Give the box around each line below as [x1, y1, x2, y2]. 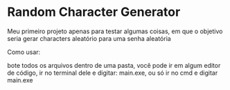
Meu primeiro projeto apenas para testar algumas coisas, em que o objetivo [7, 27, 223, 35]
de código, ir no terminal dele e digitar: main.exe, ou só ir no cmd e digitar [7, 69, 218, 77]
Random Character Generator [7, 4, 181, 20]
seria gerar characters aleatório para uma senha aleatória [7, 34, 171, 42]
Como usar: [7, 48, 41, 56]
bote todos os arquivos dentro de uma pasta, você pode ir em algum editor [7, 61, 221, 69]
